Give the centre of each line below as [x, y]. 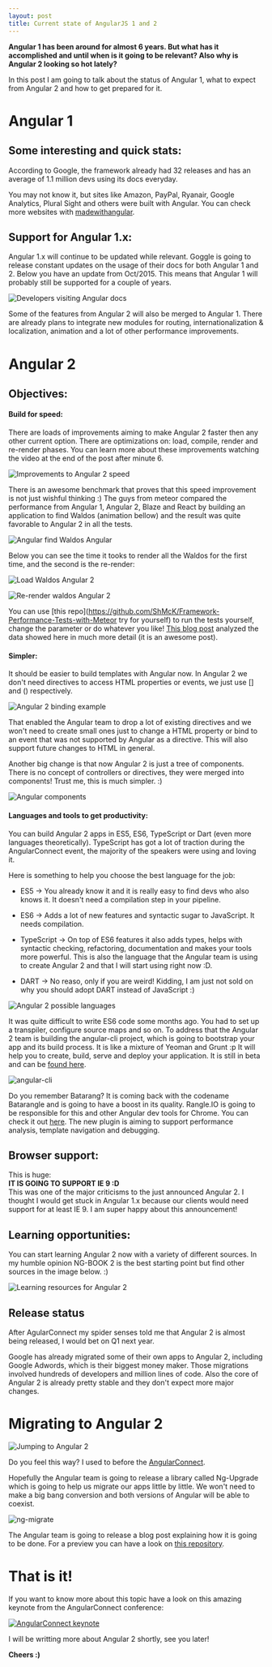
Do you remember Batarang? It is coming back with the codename [119, 1095]
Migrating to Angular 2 [86, 1424]
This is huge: [30, 1175]
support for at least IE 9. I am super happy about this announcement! [123, 1210]
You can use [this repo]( [49, 611]
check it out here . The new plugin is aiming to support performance [121, 1121]
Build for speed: [36, 414]
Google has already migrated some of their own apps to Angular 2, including [136, 1356]
